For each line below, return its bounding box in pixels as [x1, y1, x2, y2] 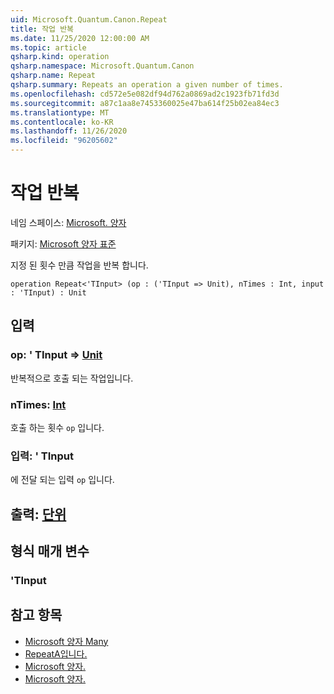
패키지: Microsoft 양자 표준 [10, 237, 117, 250]
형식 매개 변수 [10, 543, 90, 560]
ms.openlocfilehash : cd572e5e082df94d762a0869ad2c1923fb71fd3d [10, 89, 280, 99]
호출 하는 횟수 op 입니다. [10, 421, 105, 433]
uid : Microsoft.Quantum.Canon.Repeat [10, 14, 168, 25]
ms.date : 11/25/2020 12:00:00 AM [10, 33, 150, 43]
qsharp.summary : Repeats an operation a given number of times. [10, 80, 284, 90]
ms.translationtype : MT [10, 107, 110, 118]
